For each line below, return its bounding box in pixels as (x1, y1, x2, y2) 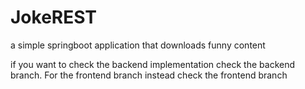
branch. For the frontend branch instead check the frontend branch (10, 69, 288, 81)
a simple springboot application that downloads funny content (10, 39, 266, 51)
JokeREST (10, 6, 98, 29)
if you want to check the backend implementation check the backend (10, 58, 296, 70)
